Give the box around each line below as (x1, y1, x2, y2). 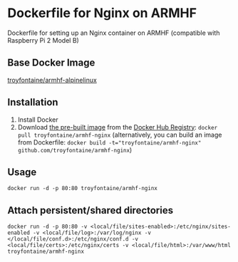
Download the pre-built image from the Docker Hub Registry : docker (17, 122, 218, 131)
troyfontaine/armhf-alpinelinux (7, 75, 98, 84)
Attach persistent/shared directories (7, 204, 173, 216)
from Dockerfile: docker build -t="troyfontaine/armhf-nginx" (17, 137, 202, 147)
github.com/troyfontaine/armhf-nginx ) (17, 145, 133, 154)
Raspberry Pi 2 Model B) (7, 36, 80, 44)
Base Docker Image (7, 57, 95, 69)
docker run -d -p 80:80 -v (7, 223, 88, 231)
